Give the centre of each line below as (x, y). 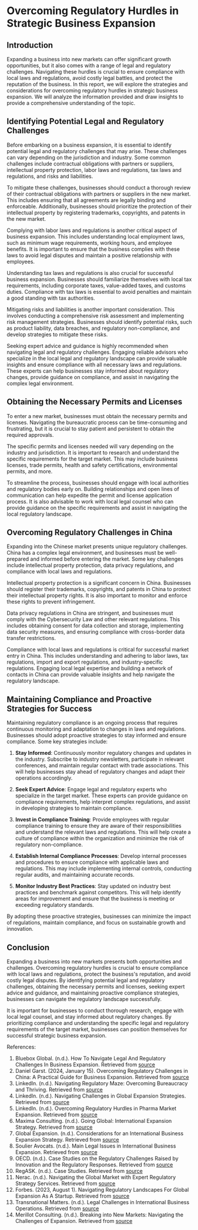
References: (21, 1047)
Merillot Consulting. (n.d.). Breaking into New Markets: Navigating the (99, 1215)
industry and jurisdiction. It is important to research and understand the (93, 452)
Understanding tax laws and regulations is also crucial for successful (90, 273)
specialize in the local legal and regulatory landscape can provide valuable (97, 358)
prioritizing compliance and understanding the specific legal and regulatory (98, 1023)
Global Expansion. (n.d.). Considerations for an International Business (99, 1133)
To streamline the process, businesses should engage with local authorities (98, 483)
